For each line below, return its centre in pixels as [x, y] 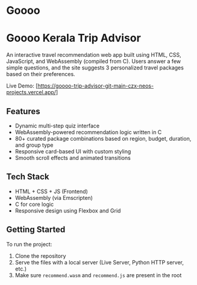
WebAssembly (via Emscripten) [54, 197]
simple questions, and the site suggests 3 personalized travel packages [95, 68]
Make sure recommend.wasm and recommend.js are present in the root [98, 275]
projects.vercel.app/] [32, 92]
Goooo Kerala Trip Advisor [74, 38]
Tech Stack [28, 177]
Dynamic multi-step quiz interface [57, 126]
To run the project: [29, 244]
